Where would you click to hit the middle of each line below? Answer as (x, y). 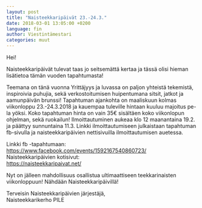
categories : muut (28, 40)
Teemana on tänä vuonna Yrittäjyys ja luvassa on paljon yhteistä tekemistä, (100, 87)
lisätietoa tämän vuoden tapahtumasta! (55, 75)
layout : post (23, 12)
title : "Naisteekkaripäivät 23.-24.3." (57, 18)
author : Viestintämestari (39, 35)
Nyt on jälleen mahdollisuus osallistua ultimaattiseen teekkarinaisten (91, 175)
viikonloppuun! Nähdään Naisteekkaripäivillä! (62, 182)
